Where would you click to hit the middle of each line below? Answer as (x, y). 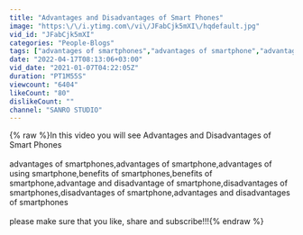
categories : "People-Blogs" (62, 43)
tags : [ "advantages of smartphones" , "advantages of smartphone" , (134, 51)
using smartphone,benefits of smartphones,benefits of (111, 174)
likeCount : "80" (40, 93)
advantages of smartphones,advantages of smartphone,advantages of (141, 164)
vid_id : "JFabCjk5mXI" (52, 34)
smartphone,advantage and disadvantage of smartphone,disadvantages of (149, 183)
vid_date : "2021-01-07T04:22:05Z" (74, 68)
